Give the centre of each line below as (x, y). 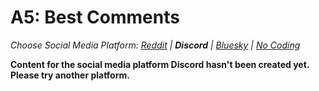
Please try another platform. (70, 75)
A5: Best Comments (95, 17)
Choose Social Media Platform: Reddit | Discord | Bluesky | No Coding (155, 45)
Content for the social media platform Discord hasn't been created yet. (160, 64)
